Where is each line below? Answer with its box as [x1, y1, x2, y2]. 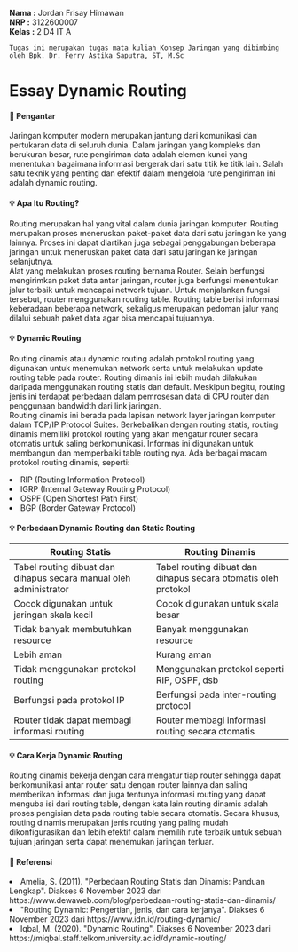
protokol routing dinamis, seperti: [9, 456, 130, 467]
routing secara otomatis [155, 726, 255, 737]
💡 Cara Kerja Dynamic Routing [9, 750, 122, 760]
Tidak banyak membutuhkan [13, 623, 133, 635]
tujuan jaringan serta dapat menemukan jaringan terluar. [9, 837, 215, 847]
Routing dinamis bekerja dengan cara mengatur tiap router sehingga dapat [9, 770, 282, 781]
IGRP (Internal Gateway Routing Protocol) [20, 483, 171, 494]
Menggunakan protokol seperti [155, 663, 285, 675]
